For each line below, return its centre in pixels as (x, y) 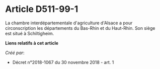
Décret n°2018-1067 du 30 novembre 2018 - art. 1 (63, 62)
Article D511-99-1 (42, 9)
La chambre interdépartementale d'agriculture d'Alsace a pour (69, 23)
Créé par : (15, 53)
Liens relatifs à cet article (32, 43)
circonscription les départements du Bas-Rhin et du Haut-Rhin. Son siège (80, 28)
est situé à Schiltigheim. (30, 33)
